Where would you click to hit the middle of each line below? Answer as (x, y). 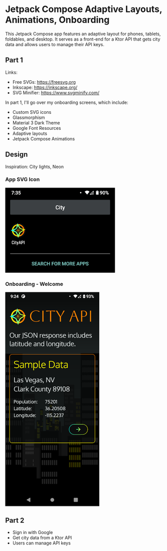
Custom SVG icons (32, 112)
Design (17, 155)
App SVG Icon (23, 179)
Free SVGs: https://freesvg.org (44, 82)
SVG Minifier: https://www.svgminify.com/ (56, 93)
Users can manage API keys (42, 543)
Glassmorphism (29, 117)
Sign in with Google (33, 532)
